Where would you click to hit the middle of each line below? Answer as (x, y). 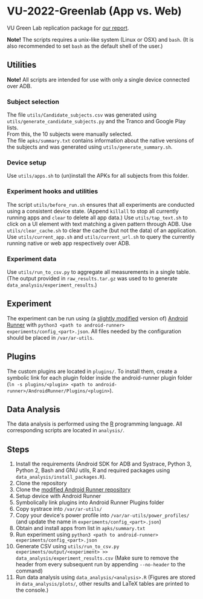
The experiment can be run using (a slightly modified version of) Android (97, 318)
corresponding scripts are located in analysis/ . (66, 430)
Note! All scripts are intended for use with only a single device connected (98, 79)
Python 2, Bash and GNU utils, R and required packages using (93, 470)
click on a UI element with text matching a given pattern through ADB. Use (99, 224)
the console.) (32, 590)
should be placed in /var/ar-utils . (50, 337)
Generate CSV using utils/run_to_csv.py (67, 546)
